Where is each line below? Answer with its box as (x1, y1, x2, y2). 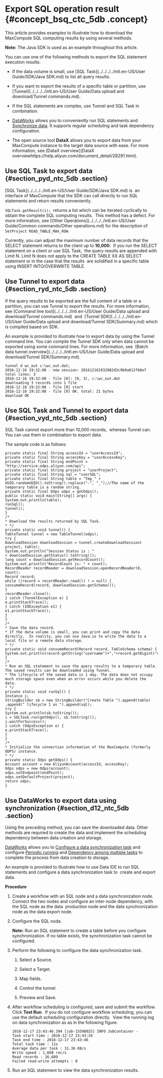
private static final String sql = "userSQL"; (5, 472, 101, 477)
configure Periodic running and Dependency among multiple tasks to (5, 850, 143, 855)
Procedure (5, 884, 27, 890)
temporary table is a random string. (5, 485, 81, 490)
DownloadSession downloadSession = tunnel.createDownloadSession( (5, 540, 142, 545)
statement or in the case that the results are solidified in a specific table (5, 258, 149, 264)
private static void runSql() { (5, 689, 70, 694)
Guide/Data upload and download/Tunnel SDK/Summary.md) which (23, 318, 158, 324)
